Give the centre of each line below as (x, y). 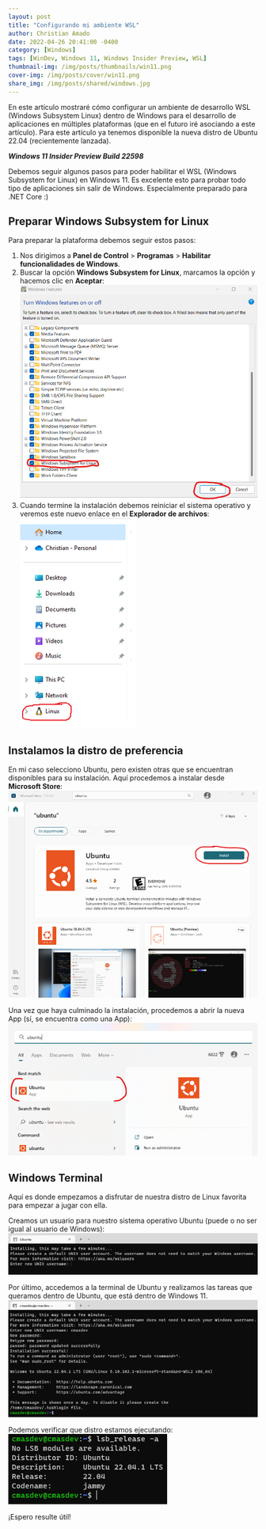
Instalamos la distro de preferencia (96, 751)
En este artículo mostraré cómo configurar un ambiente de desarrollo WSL (129, 107)
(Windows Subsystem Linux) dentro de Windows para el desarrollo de (122, 116)
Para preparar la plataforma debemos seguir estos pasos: (102, 241)
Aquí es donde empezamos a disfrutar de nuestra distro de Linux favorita (127, 1197)
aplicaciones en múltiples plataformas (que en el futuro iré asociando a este (132, 123)
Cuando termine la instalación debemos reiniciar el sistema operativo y (135, 506)
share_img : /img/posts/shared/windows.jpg (79, 83)
